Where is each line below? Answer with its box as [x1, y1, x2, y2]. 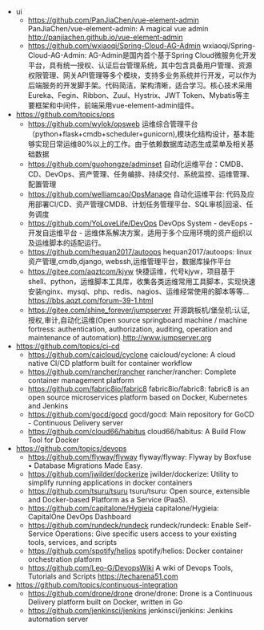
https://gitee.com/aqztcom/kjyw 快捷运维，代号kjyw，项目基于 [27, 266, 235, 276]
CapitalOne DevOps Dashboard [27, 512, 132, 521]
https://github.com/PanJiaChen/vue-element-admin [27, 15, 200, 25]
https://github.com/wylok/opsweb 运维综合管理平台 [27, 120, 198, 128]
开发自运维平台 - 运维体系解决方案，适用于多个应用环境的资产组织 [27, 228, 246, 238]
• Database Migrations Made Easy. [27, 461, 142, 470]
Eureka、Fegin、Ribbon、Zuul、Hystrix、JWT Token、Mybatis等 [27, 91, 243, 100]
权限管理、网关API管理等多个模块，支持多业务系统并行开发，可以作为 [27, 71, 257, 79]
